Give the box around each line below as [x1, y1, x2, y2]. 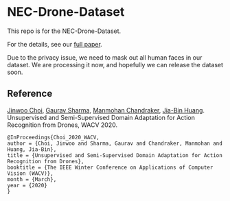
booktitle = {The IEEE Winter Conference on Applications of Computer [7, 164, 214, 171]
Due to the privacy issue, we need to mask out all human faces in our [7, 53, 203, 62]
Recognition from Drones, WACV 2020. [7, 121, 118, 129]
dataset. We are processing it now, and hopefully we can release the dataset [7, 60, 224, 69]
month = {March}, [7, 176, 57, 182]
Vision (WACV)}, [7, 169, 54, 177]
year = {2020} [7, 182, 48, 189]
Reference [7, 88, 53, 99]
